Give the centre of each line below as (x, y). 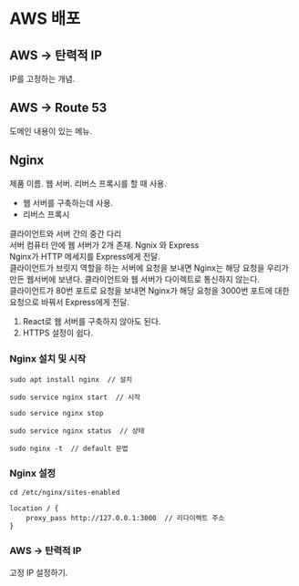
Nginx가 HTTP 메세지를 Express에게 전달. (85, 256)
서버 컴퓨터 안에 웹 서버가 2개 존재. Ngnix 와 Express (104, 245)
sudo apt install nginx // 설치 (71, 379)
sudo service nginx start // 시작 (75, 397)
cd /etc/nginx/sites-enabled (65, 493)
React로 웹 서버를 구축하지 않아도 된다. (92, 321)
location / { (34, 509)
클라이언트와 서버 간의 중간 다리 (66, 233)
